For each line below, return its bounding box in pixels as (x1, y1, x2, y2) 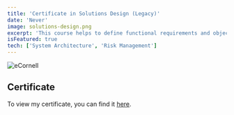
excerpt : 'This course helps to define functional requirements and (7, 29, 210, 37)
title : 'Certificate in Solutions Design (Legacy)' (7, 10, 160, 17)
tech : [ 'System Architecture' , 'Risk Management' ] (7, 42, 157, 49)
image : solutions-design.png (7, 23, 92, 30)
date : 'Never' (7, 17, 49, 24)
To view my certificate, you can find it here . (7, 100, 132, 108)
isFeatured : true (7, 36, 58, 43)
